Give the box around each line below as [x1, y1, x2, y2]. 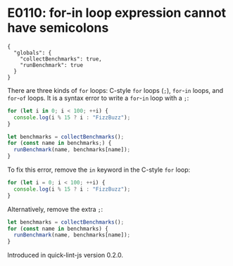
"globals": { [13, 49, 52, 56]
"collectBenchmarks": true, [20, 55, 102, 63]
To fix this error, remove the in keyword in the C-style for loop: [7, 165, 191, 174]
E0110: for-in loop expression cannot [7, 5, 227, 21]
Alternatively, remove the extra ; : [7, 205, 103, 213]
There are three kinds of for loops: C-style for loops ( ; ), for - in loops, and [7, 86, 224, 94]
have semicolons [7, 20, 109, 36]
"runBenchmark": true [20, 61, 83, 68]
